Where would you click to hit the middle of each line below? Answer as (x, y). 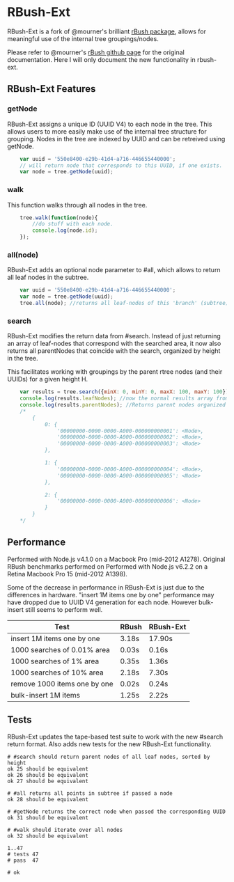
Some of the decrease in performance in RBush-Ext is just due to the (106, 587)
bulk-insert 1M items (46, 695)
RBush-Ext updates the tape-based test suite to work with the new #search (115, 737)
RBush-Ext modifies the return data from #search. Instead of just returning (114, 336)
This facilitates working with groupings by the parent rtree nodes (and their (115, 372)
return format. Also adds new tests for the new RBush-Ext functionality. (109, 744)
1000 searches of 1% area (55, 661)
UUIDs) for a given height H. (48, 379)
